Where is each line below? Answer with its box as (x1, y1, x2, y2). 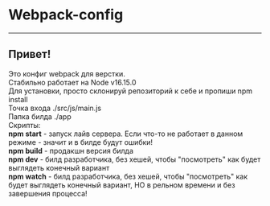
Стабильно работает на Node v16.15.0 (8, 77, 137, 87)
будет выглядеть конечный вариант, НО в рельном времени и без (8, 179, 235, 190)
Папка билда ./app (8, 111, 72, 122)
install (8, 94, 28, 104)
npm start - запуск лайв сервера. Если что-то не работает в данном (8, 129, 243, 138)
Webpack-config (8, 6, 124, 24)
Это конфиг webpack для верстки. (8, 68, 126, 78)
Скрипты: (8, 120, 41, 130)
